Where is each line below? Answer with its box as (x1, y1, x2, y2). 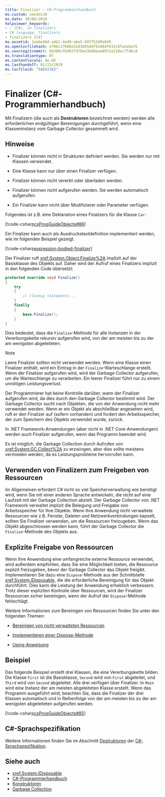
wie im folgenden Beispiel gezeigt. (5, 236, 75, 242)
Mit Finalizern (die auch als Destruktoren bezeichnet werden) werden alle (5, 115, 155, 121)
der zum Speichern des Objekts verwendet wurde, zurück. (5, 416, 124, 423)
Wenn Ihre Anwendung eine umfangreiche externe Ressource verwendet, (5, 556, 154, 562)
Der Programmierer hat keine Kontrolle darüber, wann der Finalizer (5, 390, 140, 396)
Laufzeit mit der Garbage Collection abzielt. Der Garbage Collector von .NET (5, 497, 160, 503)
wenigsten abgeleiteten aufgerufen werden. (5, 701, 94, 707)
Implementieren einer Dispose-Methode (12, 632, 94, 638)
